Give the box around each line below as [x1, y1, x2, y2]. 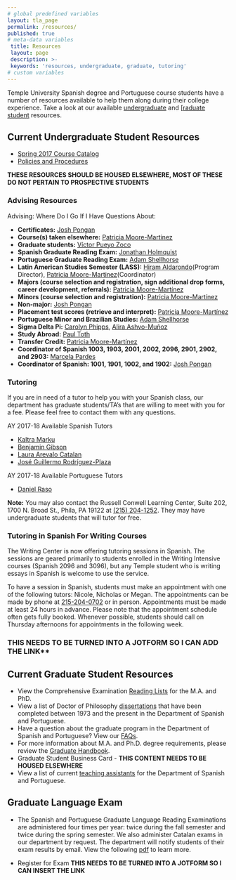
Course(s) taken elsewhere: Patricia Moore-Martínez [17, 232, 173, 241]
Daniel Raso [17, 485, 53, 493]
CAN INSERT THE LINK [17, 866, 86, 874]
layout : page [10, 50, 49, 57]
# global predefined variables [7, 10, 99, 18]
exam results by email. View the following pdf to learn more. [17, 845, 191, 853]
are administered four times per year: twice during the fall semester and [17, 822, 226, 831]
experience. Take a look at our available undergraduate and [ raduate [7, 103, 206, 112]
